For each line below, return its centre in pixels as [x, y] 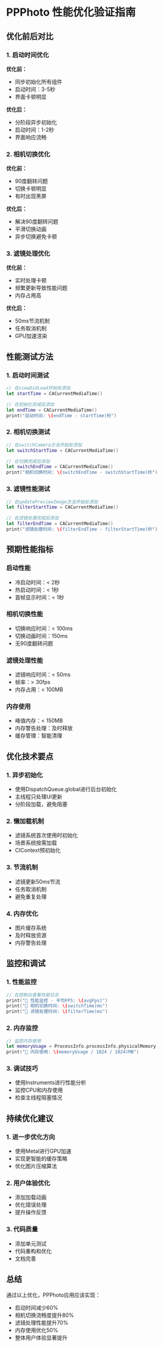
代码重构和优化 [33, 1251]
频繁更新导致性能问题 [41, 288]
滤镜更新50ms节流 [38, 881]
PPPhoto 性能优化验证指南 [71, 12]
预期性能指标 [30, 549]
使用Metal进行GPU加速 [43, 1151]
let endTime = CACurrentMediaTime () [52, 410]
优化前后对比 [30, 36]
